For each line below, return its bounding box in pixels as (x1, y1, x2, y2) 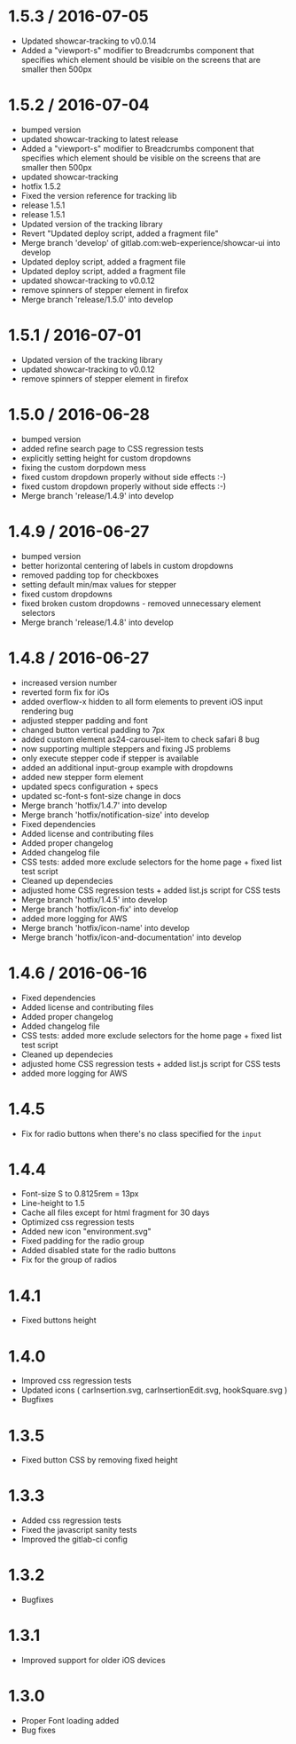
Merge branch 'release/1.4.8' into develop (20, 617, 174, 627)
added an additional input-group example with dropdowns (20, 762, 234, 773)
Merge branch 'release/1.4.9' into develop (20, 490, 175, 501)
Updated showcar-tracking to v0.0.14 (20, 36, 157, 46)
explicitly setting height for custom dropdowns (20, 453, 191, 463)
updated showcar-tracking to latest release (20, 133, 179, 144)
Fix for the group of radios (20, 1254, 117, 1266)
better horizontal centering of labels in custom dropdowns (20, 560, 234, 571)
